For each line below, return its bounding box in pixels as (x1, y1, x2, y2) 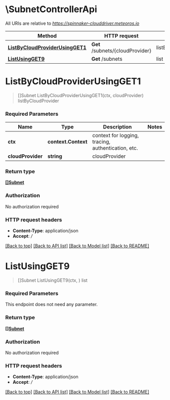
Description (103, 123, 132, 130)
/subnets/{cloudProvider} (91, 47, 152, 54)
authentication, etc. (92, 145, 138, 152)
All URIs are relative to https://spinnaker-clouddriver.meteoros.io (5, 20, 140, 26)
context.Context (47, 138, 88, 145)
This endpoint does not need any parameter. (5, 301, 98, 307)
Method (37, 32, 57, 39)
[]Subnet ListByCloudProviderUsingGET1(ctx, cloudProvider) (17, 92, 144, 98)
